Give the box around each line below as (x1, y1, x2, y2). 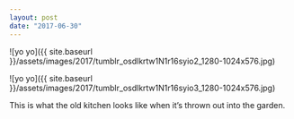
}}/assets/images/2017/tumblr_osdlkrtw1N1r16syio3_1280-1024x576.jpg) (9, 82, 276, 93)
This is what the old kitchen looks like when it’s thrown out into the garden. (9, 99, 286, 110)
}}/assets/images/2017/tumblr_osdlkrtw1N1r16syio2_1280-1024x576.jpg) (9, 55, 276, 66)
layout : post (9, 13, 58, 22)
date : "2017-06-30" (9, 21, 83, 30)
